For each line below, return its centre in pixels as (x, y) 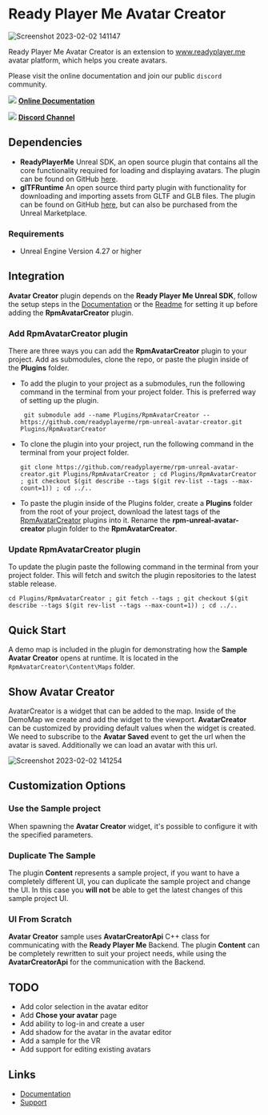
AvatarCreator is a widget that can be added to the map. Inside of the (122, 711)
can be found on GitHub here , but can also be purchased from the (128, 204)
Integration (37, 276)
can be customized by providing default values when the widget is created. (132, 728)
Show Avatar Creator (61, 691)
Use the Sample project (55, 809)
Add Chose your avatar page (68, 1016)
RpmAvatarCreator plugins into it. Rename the (95, 520)
